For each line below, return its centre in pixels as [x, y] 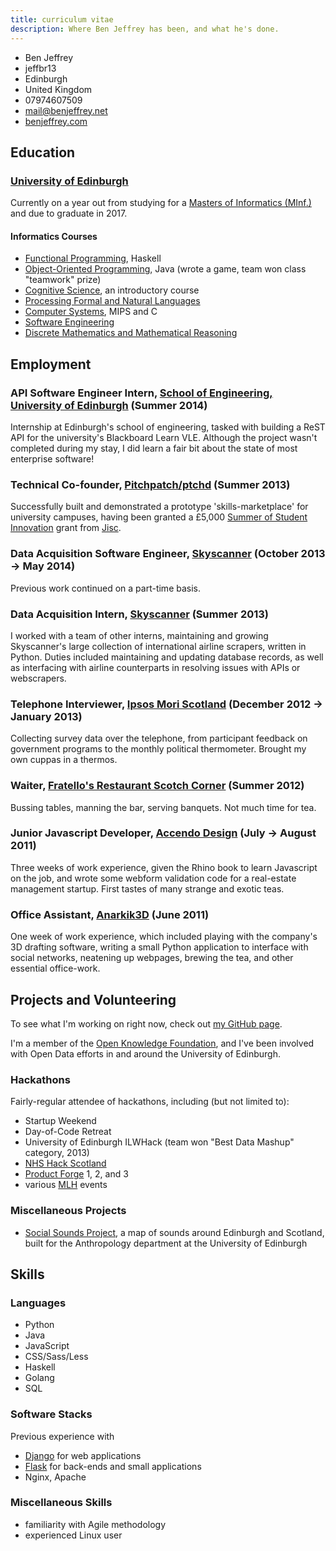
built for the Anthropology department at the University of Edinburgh [166, 1243]
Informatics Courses [54, 236]
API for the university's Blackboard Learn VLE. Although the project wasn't [164, 438]
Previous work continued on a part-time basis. [106, 588]
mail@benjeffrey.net [66, 110]
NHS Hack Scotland [65, 1163]
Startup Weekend [60, 1121]
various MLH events [66, 1185]
